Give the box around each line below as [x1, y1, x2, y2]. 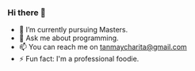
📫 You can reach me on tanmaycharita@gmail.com [18, 43, 187, 52]
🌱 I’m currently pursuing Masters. [18, 25, 128, 35]
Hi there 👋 [7, 7, 47, 18]
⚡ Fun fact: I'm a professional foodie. [18, 54, 140, 64]
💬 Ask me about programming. [18, 33, 120, 43]
